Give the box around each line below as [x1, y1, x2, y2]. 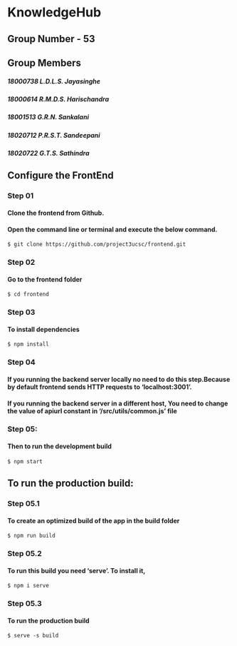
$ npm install [7, 340, 50, 348]
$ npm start [7, 458, 43, 465]
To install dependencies [7, 325, 80, 333]
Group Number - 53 [7, 33, 95, 45]
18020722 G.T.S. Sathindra [7, 149, 90, 158]
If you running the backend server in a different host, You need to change [7, 399, 228, 408]
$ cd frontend [7, 291, 50, 298]
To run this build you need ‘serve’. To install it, [7, 566, 146, 575]
